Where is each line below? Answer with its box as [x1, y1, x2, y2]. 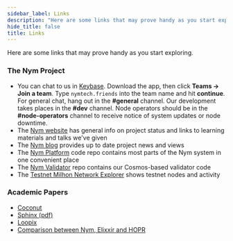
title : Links [7, 29, 45, 37]
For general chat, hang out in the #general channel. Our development [17, 97, 216, 105]
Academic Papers [7, 188, 68, 197]
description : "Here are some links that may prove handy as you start [7, 17, 216, 24]
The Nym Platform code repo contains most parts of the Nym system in [17, 148, 222, 156]
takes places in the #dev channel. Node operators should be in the [17, 103, 208, 112]
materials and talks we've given [17, 133, 107, 142]
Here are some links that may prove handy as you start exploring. [7, 49, 193, 57]
